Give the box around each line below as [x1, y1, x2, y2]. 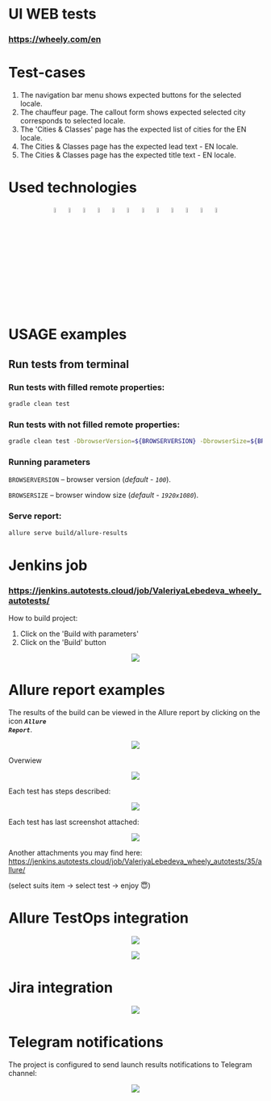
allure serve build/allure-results [8, 529, 128, 537]
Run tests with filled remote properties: [8, 381, 165, 392]
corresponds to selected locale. [19, 116, 126, 126]
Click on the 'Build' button [19, 638, 106, 647]
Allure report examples [8, 681, 165, 699]
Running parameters [8, 457, 91, 468]
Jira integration [8, 978, 113, 997]
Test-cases [8, 64, 86, 82]
